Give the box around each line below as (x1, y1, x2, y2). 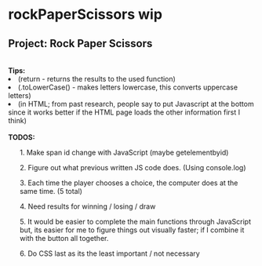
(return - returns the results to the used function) (18, 75, 176, 83)
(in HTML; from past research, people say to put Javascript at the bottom (18, 100, 254, 108)
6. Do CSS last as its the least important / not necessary (19, 249, 200, 258)
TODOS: (8, 133, 35, 142)
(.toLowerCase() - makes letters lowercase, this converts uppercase (18, 82, 238, 92)
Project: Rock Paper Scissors (8, 37, 153, 50)
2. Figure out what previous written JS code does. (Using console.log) (19, 163, 246, 172)
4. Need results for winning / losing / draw (19, 202, 156, 211)
